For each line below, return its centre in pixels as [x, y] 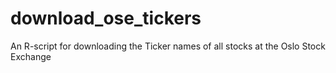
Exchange [31, 56]
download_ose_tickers [106, 18]
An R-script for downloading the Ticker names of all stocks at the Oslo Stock [168, 46]
